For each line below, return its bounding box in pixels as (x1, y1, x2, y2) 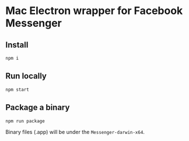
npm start (5, 87, 30, 92)
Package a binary (5, 102, 70, 112)
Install (5, 40, 29, 50)
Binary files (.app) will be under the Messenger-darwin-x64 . (5, 128, 145, 135)
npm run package (5, 118, 45, 124)
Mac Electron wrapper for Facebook (5, 4, 183, 18)
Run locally (5, 71, 47, 81)
